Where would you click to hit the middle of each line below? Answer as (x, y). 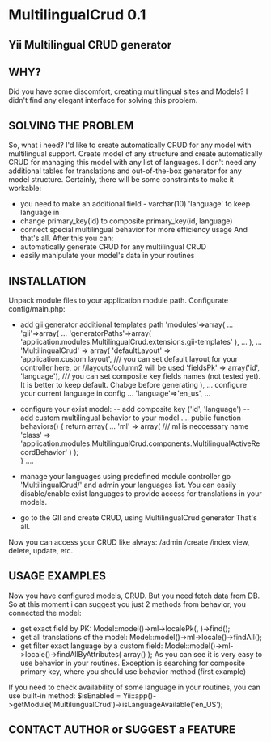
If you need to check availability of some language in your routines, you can (135, 687)
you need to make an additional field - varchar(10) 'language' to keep (135, 204)
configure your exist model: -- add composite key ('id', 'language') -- (135, 409)
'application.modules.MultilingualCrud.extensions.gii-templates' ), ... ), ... (141, 342)
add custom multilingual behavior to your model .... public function (130, 418)
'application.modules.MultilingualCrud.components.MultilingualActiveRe (140, 443)
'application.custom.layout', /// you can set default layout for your (129, 359)
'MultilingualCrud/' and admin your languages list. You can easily (128, 485)
